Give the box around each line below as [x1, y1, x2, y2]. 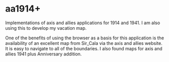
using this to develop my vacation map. [5, 25, 87, 31]
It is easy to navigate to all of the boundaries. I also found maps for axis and [5, 45, 162, 51]
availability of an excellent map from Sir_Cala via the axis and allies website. [5, 40, 162, 46]
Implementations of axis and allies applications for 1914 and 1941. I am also [5, 20, 160, 26]
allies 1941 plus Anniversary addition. [5, 51, 82, 57]
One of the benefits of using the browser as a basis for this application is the [5, 35, 164, 41]
